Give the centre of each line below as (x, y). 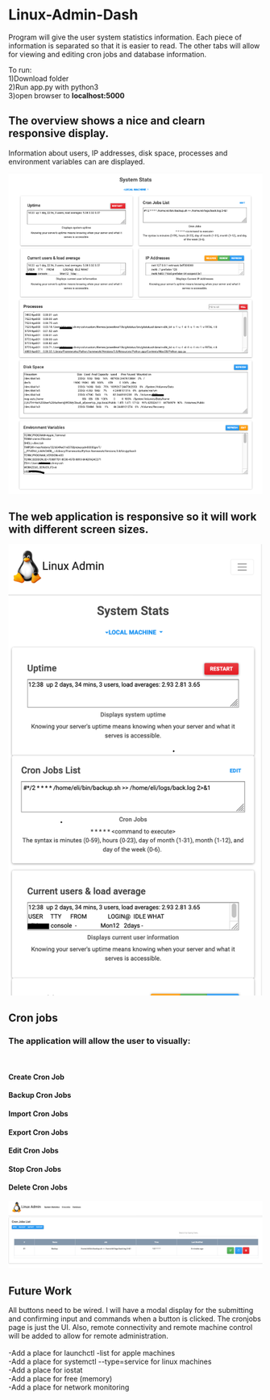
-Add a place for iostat (46, 1370)
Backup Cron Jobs (40, 1095)
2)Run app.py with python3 (54, 87)
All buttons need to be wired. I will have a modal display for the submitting (131, 1311)
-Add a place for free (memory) (60, 1379)
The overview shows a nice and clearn (107, 121)
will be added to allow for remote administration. (89, 1336)
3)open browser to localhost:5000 (66, 95)
